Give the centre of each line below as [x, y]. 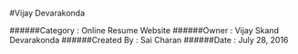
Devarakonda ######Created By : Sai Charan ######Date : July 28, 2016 [149, 40]
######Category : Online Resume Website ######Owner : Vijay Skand [144, 30]
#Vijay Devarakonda [47, 13]
